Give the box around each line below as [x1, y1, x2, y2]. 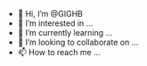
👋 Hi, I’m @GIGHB [17, 9, 83, 19]
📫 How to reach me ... [17, 47, 101, 57]
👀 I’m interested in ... [17, 18, 94, 29]
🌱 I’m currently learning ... [17, 28, 113, 37]
